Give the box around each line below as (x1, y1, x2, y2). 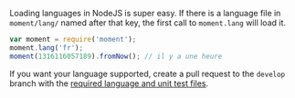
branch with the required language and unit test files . (9, 77, 209, 89)
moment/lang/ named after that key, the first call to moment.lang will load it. (9, 17, 286, 28)
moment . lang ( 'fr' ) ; (9, 43, 84, 53)
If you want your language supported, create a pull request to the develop (9, 68, 286, 79)
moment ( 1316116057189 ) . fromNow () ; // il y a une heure (9, 52, 223, 61)
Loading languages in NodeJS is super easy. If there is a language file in (9, 8, 281, 18)
